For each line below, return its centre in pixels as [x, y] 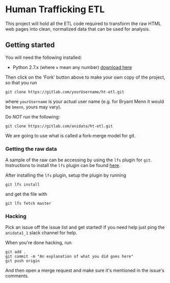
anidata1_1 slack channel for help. [41, 233]
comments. [17, 276]
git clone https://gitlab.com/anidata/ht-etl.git [59, 126]
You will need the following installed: [44, 57]
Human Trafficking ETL [55, 9]
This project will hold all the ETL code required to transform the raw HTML [83, 23]
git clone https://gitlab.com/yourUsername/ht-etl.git [65, 92]
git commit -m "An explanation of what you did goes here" [69, 256]
